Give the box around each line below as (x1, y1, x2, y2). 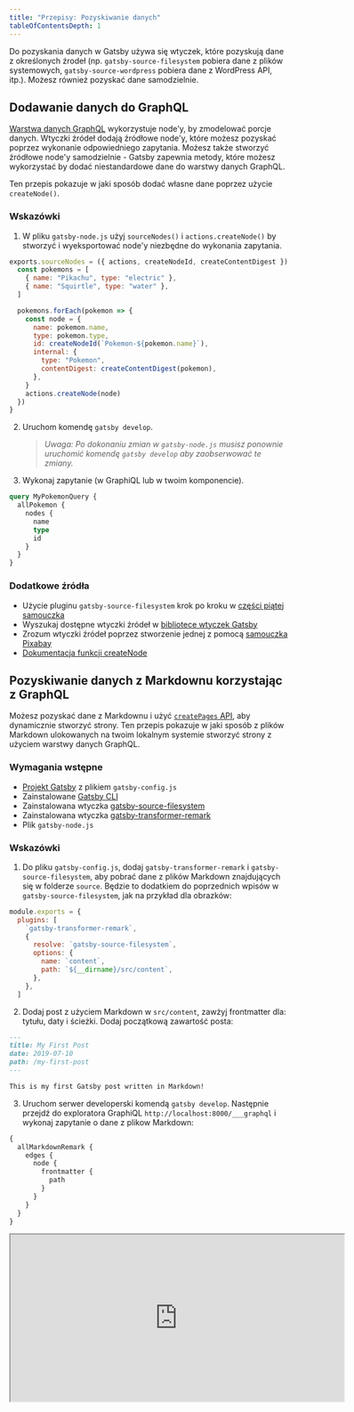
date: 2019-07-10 (9, 1050, 74, 1059)
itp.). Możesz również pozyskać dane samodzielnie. (9, 74, 199, 85)
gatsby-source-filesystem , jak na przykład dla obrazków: (21, 889, 233, 900)
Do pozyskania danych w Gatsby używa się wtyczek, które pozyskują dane (9, 45, 285, 56)
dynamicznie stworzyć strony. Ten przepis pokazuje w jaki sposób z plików (9, 720, 285, 731)
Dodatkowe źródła (9, 580, 90, 592)
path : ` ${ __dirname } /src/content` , (41, 965, 173, 975)
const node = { (25, 314, 82, 323)
